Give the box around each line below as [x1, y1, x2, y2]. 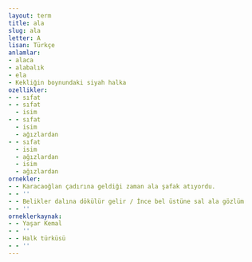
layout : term [8, 11, 52, 20]
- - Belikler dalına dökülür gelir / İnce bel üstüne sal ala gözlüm [8, 197, 245, 205]
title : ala [8, 19, 45, 27]
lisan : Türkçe [8, 42, 56, 50]
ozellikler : [8, 85, 48, 94]
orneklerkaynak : [8, 212, 62, 220]
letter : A [8, 34, 41, 42]
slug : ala [8, 26, 41, 34]
